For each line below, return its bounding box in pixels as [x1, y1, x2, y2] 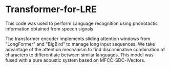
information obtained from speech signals [5, 25, 94, 31]
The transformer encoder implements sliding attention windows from [5, 36, 151, 42]
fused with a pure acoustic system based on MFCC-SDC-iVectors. [5, 57, 146, 63]
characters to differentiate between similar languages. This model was [5, 52, 154, 58]
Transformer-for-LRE [5, 4, 97, 15]
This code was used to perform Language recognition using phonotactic [5, 20, 158, 26]
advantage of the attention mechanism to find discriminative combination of [5, 46, 165, 52]
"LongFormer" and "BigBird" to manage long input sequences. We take [5, 41, 155, 47]
